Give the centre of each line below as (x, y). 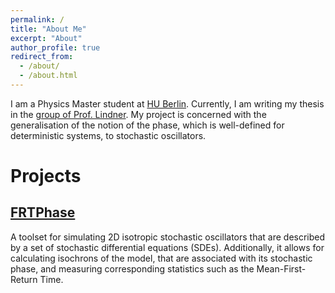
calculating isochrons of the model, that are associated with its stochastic (161, 258)
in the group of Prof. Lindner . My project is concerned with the (138, 114)
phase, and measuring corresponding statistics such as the (132, 268)
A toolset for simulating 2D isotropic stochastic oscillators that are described (168, 237)
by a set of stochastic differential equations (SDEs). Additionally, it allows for (167, 247)
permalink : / (37, 19)
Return (24, 279)
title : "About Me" (48, 29)
